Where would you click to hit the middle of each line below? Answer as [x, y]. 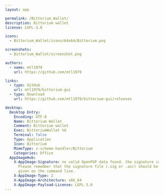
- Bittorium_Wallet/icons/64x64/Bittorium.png [58, 41]
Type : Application [32, 139]
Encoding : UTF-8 [31, 117]
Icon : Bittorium [31, 144]
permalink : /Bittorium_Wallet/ [37, 18]
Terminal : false [31, 135]
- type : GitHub [25, 85]
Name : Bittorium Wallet [38, 121]
